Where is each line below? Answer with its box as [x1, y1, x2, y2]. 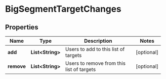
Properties [5, 23, 39, 31]
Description [83, 38, 113, 44]
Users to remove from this [65, 60, 126, 67]
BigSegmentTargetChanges [5, 3, 122, 15]
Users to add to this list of [65, 46, 125, 53]
